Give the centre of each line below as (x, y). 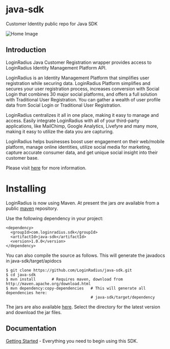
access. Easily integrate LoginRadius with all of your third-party (73, 120)
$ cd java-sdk (21, 275)
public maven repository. (32, 208)
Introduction (26, 50)
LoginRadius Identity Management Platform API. (56, 67)
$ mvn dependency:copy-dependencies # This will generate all (76, 288)
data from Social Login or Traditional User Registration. (64, 105)
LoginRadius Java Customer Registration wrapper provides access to (79, 62)
